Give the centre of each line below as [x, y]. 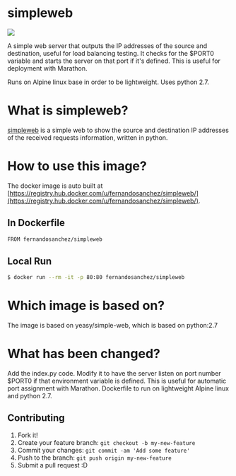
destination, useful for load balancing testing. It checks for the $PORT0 [111, 53]
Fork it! [28, 435]
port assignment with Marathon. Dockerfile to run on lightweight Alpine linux [118, 388]
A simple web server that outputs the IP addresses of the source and [107, 46]
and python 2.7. [30, 396]
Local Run [30, 261]
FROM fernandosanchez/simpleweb [55, 239]
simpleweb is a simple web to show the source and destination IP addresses [118, 130]
